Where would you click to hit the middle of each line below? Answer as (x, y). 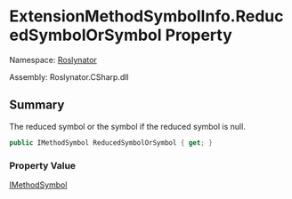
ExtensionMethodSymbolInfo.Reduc (146, 16)
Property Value (43, 165)
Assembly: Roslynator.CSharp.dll (69, 76)
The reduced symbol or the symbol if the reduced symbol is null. (128, 126)
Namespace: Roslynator (53, 60)
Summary (37, 105)
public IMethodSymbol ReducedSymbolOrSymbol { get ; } (111, 143)
